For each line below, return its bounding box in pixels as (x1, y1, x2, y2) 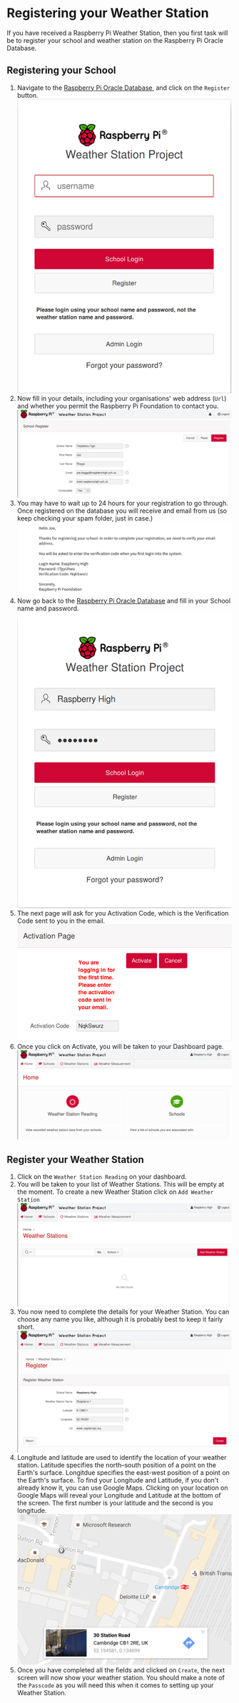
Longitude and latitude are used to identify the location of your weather (16, 1453, 227, 1461)
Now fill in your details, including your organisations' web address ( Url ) (16, 394, 227, 402)
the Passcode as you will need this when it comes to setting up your (16, 1681, 214, 1689)
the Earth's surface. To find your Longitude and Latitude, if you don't (16, 1476, 219, 1484)
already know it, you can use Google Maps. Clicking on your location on (16, 1483, 229, 1492)
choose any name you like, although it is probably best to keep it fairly (16, 1314, 223, 1324)
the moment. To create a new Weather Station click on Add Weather (16, 1187, 214, 1196)
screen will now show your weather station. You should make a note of (16, 1674, 225, 1682)
